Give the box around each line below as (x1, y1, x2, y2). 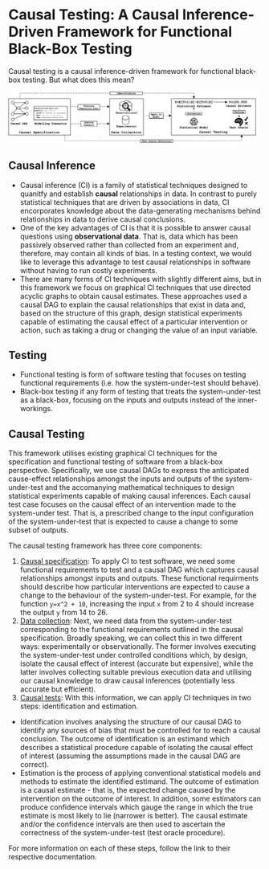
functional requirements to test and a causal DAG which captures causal (19, 565, 259, 575)
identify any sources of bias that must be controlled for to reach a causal (19, 725, 261, 736)
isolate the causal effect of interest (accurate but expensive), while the (19, 659, 254, 668)
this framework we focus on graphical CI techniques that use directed (19, 283, 251, 292)
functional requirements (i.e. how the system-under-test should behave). (19, 378, 261, 388)
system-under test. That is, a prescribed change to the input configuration (8, 508, 255, 518)
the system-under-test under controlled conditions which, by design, (19, 651, 248, 660)
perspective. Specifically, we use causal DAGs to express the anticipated (8, 466, 250, 475)
